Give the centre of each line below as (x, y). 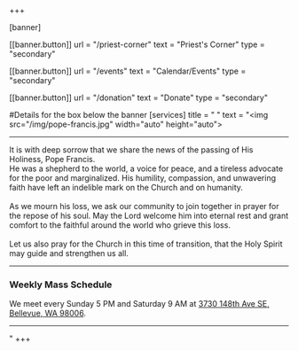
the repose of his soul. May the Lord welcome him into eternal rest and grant (149, 215)
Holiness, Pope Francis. (52, 159)
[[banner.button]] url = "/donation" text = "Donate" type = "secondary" (139, 97)
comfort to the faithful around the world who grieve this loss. (120, 225)
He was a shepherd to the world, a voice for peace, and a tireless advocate (146, 168)
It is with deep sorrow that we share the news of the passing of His (131, 150)
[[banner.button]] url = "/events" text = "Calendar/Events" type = (128, 71)
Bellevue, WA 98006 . (48, 313)
